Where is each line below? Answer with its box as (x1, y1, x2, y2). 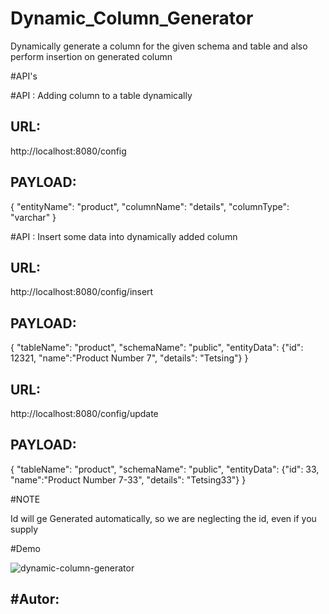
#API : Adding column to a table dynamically (10, 89, 193, 101)
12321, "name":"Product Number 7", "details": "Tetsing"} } (10, 352, 249, 364)
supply (10, 523, 39, 535)
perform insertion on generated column (10, 50, 173, 62)
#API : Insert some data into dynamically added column (10, 230, 238, 242)
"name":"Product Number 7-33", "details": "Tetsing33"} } (10, 473, 247, 486)
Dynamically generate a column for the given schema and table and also (10, 40, 308, 52)
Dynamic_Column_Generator (10, 7, 254, 30)
